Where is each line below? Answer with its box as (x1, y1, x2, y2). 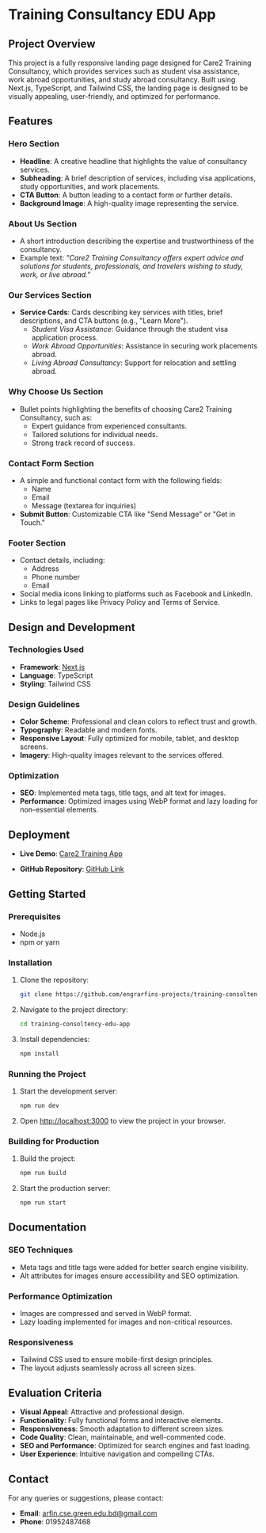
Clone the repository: (19, 976, 89, 985)
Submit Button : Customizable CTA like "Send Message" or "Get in (19, 509, 236, 519)
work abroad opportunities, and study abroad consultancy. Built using (8, 75, 236, 84)
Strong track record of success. (31, 438, 136, 447)
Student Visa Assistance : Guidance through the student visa (31, 325, 228, 334)
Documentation (8, 1221, 87, 1234)
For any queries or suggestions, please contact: (8, 1493, 164, 1502)
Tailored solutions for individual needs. (31, 429, 158, 439)
